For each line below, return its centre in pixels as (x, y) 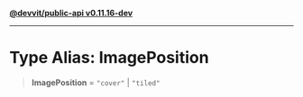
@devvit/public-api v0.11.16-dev (71, 13)
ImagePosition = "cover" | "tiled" (96, 82)
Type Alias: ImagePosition (109, 58)
